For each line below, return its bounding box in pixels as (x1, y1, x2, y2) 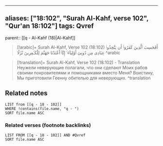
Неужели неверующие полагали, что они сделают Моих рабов (16, 64, 148, 71)
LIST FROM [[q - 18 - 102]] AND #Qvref (5, 132, 86, 138)
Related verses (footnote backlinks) (5, 122, 91, 128)
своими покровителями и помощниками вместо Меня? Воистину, (16, 70, 154, 75)
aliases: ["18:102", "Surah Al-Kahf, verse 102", (5, 14, 149, 22)
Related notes (5, 89, 48, 97)
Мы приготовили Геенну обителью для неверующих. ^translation (16, 75, 151, 81)
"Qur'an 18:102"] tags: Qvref (5, 22, 94, 30)
